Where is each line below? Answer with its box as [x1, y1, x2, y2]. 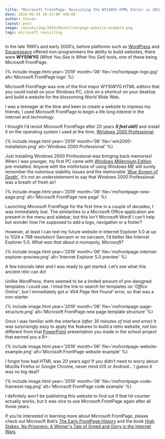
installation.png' [5, 144, 38, 149]
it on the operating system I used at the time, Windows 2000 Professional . [5, 129, 155, 134]
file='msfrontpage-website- [102, 344, 158, 349]
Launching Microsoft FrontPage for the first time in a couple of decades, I [5, 204, 154, 209]
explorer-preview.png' [5, 254, 50, 260]
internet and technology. [5, 114, 55, 120]
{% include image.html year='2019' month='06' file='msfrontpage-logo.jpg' [5, 69, 158, 74]
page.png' [5, 194, 26, 200]
